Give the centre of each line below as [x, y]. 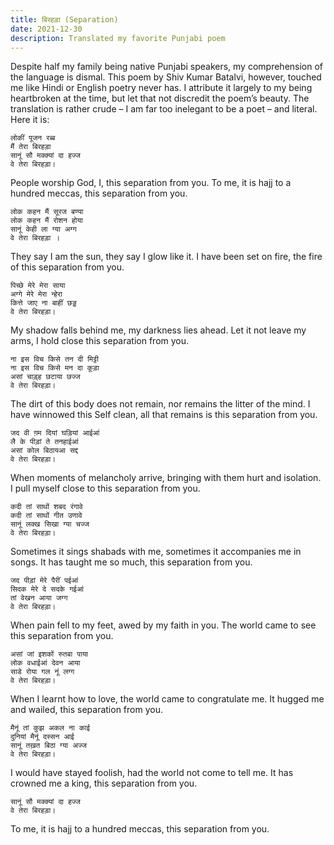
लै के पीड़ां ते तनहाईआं [44, 442]
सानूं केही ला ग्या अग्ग [43, 229]
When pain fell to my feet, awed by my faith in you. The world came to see [163, 625]
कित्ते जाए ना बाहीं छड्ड [43, 303]
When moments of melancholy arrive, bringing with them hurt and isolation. [166, 478]
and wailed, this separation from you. [86, 710]
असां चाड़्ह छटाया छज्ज [45, 377]
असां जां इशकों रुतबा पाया [49, 654]
